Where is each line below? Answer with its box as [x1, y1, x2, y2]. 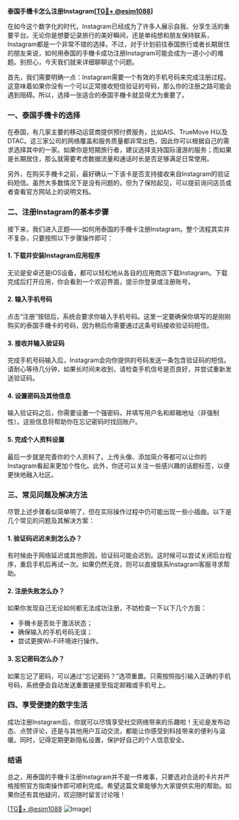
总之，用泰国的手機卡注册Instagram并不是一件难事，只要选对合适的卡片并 [7, 773, 224, 781]
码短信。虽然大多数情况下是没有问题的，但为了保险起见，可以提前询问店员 [7, 178, 225, 188]
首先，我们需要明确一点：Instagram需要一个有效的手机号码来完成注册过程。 [7, 73, 230, 81]
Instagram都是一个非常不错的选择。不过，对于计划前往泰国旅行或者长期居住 [7, 40, 230, 48]
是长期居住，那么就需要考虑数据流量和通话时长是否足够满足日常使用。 [7, 155, 213, 163]
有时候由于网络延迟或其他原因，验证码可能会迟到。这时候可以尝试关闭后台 [7, 551, 225, 560]
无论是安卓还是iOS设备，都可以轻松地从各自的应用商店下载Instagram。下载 [7, 268, 228, 277]
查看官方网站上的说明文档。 [13, 188, 95, 196]
